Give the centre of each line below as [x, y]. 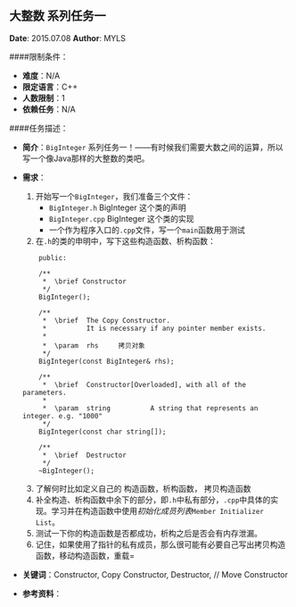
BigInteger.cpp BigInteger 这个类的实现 [121, 218]
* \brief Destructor [84, 455]
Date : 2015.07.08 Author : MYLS [68, 38]
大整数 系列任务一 [58, 16]
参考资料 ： [42, 594]
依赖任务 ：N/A [49, 109]
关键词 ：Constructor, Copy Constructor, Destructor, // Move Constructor [155, 574]
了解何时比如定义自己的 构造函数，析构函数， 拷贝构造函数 [143, 488]
